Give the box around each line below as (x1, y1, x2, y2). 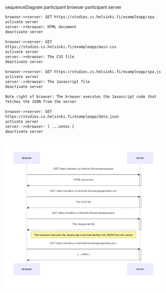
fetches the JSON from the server (5, 99, 77, 104)
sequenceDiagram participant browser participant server (5, 4, 122, 10)
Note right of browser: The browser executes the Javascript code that (5, 94, 157, 99)
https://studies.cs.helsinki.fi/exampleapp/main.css (5, 44, 117, 49)
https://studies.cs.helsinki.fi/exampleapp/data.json (5, 114, 119, 119)
